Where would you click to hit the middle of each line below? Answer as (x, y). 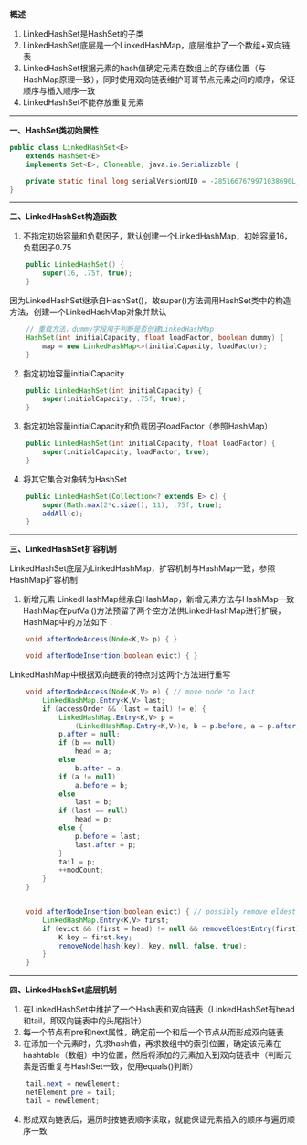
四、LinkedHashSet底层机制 (63, 990)
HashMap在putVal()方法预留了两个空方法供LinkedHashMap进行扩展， (154, 610)
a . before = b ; (101, 785)
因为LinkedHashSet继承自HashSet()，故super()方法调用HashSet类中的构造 (150, 300)
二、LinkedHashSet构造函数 (63, 217)
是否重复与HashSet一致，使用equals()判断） (114, 1066)
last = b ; (93, 802)
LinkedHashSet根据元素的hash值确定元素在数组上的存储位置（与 (144, 68)
